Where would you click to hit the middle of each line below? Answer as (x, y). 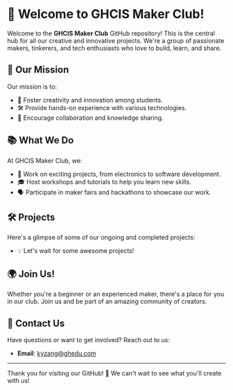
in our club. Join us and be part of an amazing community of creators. (107, 301)
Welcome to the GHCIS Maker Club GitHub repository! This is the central (111, 33)
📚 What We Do (41, 140)
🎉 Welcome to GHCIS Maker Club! (106, 14)
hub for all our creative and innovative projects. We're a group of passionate (116, 40)
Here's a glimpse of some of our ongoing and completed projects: (101, 238)
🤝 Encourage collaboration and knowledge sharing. (90, 118)
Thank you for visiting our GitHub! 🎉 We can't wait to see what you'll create (114, 373)
